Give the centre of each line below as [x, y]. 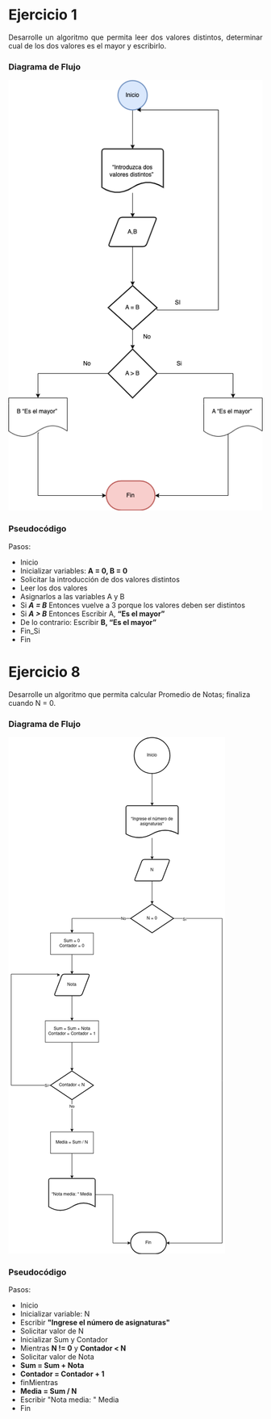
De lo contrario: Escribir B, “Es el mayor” [88, 622]
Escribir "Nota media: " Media [69, 1400]
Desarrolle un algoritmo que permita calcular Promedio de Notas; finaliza [129, 694]
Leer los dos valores [54, 588]
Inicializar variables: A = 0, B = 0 [73, 570]
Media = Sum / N [48, 1392]
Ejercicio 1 [43, 15]
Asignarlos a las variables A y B [72, 596]
